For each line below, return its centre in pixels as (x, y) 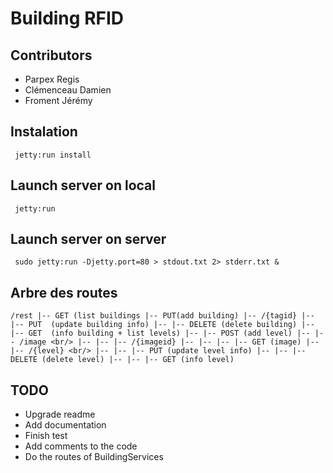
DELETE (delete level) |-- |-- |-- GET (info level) (122, 360)
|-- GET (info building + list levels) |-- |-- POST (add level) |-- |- (167, 333)
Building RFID (67, 18)
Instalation (44, 132)
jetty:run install (53, 155)
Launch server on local (83, 185)
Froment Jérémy (58, 100)
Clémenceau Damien (68, 90)
